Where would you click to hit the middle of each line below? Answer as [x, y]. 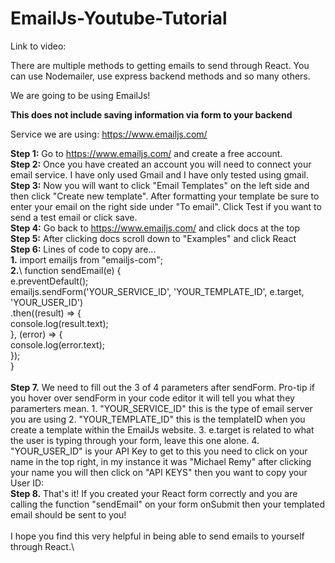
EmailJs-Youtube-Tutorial [119, 18]
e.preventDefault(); [49, 281]
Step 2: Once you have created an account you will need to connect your [161, 164]
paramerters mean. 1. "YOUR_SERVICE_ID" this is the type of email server [161, 408]
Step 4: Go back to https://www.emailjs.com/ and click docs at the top [155, 228]
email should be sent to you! [68, 514]
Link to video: [38, 46]
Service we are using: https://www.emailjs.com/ [109, 134]
